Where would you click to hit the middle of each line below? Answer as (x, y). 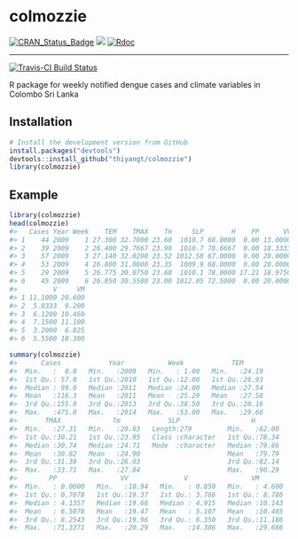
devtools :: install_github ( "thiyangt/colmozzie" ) (101, 159)
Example (34, 195)
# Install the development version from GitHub (99, 142)
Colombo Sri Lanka (44, 94)
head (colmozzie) (39, 223)
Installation (41, 122)
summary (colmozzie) (45, 355)
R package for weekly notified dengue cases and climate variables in (135, 84)
